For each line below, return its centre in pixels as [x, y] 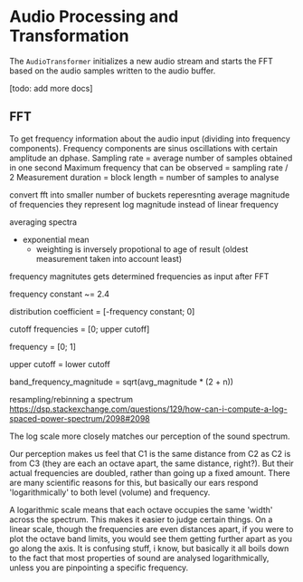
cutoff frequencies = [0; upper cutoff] [80, 329]
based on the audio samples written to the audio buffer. [113, 71]
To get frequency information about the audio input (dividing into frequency [150, 139]
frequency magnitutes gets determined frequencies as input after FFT [139, 276]
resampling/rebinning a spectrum [71, 399]
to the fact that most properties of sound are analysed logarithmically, [139, 558]
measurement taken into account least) [109, 258]
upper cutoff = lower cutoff [60, 364]
